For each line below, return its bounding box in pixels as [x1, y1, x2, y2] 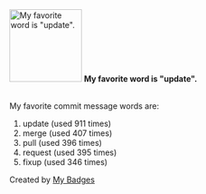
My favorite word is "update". [83, 73, 198, 84]
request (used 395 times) [22, 147, 117, 158]
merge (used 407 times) [22, 128, 113, 139]
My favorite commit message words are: [9, 101, 160, 112]
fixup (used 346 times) [22, 157, 108, 167]
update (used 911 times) [22, 118, 111, 129]
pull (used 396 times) [22, 138, 102, 148]
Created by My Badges [9, 174, 95, 185]
